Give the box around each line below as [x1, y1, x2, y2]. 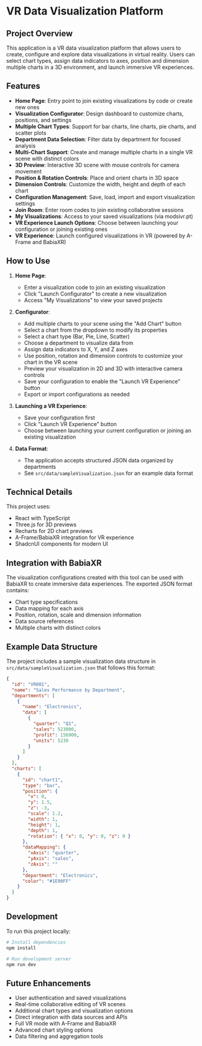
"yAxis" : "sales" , [28, 856, 74, 862]
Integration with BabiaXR [6, 558, 102, 568]
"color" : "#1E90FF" [22, 878, 71, 884]
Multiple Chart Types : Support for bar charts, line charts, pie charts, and [14, 123, 197, 130]
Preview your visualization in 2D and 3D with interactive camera [24, 364, 183, 372]
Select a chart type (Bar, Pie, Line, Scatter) [24, 332, 130, 340]
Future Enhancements [6, 978, 92, 989]
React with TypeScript [14, 515, 71, 522]
